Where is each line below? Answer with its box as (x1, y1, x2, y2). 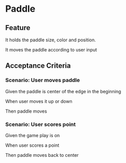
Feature (5, 23, 31, 32)
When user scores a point (5, 142, 60, 148)
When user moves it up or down (5, 98, 72, 104)
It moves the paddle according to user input (5, 47, 97, 52)
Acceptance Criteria (5, 62, 71, 70)
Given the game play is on (5, 132, 60, 138)
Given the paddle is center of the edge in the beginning (5, 88, 121, 94)
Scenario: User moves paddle (5, 77, 80, 84)
